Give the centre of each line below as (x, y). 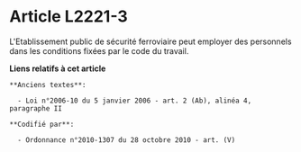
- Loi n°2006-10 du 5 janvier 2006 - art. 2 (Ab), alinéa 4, (135, 101)
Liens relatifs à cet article (58, 68)
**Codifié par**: (42, 124)
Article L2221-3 (68, 17)
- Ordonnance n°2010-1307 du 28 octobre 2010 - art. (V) (127, 140)
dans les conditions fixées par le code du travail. (99, 50)
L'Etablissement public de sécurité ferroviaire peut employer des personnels (150, 41)
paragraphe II (36, 108)
